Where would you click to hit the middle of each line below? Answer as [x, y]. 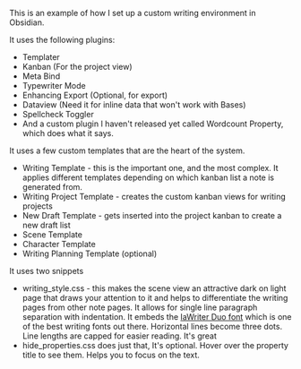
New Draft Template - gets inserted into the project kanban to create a [152, 215]
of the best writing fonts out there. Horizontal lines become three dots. [152, 326]
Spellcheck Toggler [58, 114]
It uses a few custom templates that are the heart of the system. [127, 150]
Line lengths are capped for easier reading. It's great [119, 336]
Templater [41, 57]
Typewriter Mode [54, 86]
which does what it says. [68, 133]
